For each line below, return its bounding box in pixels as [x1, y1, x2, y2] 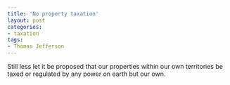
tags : [7, 37, 23, 44]
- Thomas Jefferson [7, 43, 65, 50]
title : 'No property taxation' [7, 10, 99, 18]
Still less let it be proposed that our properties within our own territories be [7, 63, 224, 70]
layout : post [7, 17, 46, 24]
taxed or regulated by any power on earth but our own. [7, 70, 166, 78]
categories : [7, 23, 42, 30]
